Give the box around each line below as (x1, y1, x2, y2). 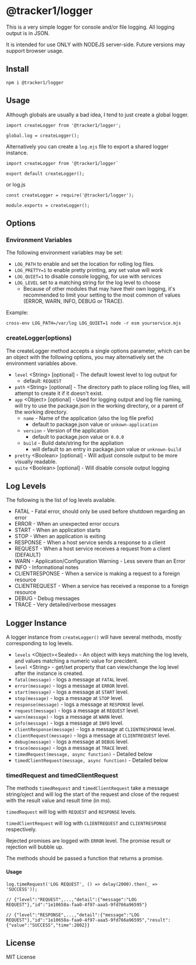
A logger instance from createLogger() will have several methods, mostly (6, 633, 182, 641)
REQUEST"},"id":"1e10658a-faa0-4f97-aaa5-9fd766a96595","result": (6, 917, 171, 923)
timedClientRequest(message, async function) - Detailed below (14, 757, 168, 764)
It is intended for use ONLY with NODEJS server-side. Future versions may (6, 41, 185, 48)
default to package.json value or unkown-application (32, 421, 159, 428)
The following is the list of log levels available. (6, 497, 117, 504)
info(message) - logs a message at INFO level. (14, 719, 124, 726)
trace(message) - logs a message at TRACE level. (14, 745, 129, 752)
